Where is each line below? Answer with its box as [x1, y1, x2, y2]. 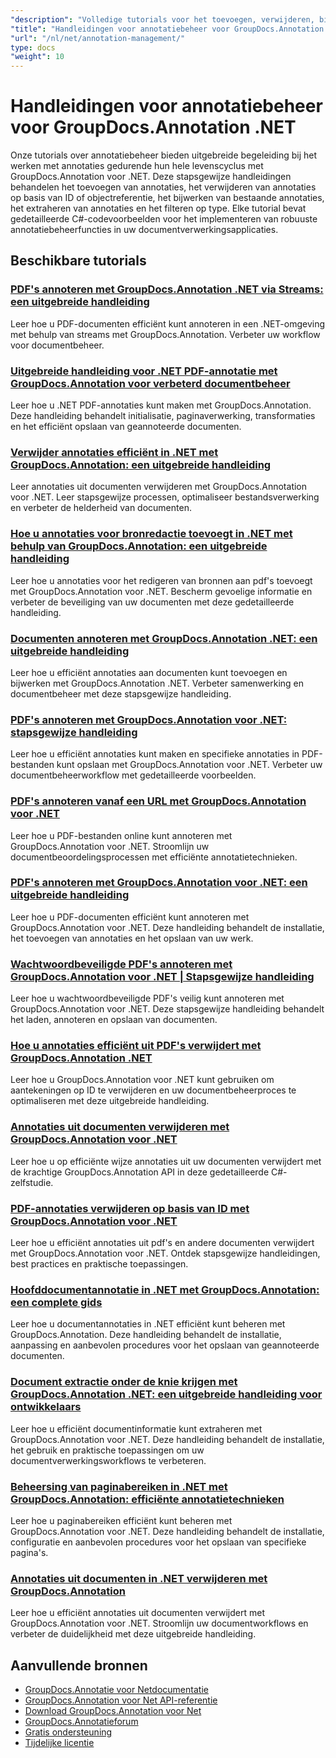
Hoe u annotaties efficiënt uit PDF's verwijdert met [10, 1039, 262, 1053]
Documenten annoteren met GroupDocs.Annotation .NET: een [10, 631, 318, 645]
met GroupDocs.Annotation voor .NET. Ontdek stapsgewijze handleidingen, [10, 1247, 321, 1260]
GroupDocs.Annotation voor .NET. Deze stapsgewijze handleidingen [10, 171, 292, 183]
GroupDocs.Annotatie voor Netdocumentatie [24, 1684, 209, 1696]
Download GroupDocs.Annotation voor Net [24, 1705, 202, 1717]
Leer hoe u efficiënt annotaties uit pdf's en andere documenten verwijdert [10, 1237, 315, 1249]
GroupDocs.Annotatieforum [24, 1716, 139, 1728]
